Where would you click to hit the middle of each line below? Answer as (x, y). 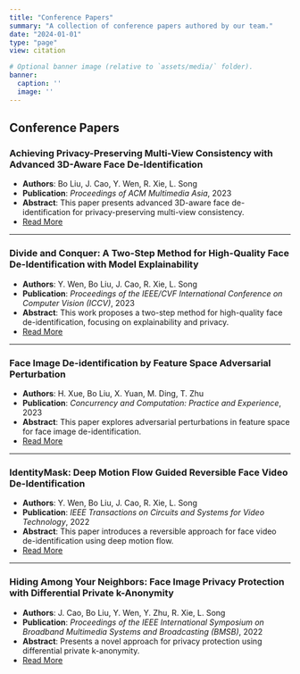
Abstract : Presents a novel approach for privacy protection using (142, 641)
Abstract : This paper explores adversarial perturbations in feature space (156, 421)
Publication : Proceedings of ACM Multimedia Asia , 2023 (127, 194)
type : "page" (33, 42)
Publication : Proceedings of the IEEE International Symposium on (143, 622)
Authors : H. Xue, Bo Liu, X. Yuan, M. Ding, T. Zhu (113, 393)
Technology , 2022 (56, 522)
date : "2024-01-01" (46, 34)
